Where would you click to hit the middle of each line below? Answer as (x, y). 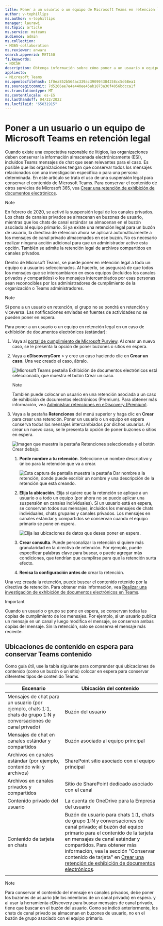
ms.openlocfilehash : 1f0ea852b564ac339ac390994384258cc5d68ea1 (70, 81)
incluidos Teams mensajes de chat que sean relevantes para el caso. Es (77, 162)
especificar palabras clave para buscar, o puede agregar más (81, 553)
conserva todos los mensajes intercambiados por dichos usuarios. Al (81, 424)
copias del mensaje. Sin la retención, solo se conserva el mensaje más (75, 626)
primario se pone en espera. (48, 524)
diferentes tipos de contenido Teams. (42, 676)
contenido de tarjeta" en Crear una (104, 857)
